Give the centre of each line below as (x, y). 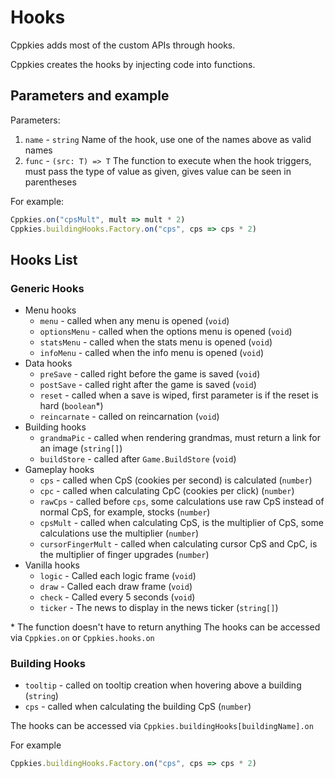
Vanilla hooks (52, 565)
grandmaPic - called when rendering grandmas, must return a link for (180, 438)
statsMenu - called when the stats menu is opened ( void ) (156, 342)
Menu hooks (50, 310)
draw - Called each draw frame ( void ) (116, 587)
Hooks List (44, 259)
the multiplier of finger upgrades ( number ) (124, 555)
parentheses (50, 182)
